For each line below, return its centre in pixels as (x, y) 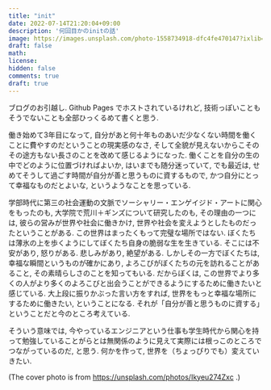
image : (19, 38)
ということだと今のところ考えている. (69, 313)
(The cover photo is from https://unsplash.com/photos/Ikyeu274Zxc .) (124, 377)
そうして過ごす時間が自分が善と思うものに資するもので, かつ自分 (130, 175)
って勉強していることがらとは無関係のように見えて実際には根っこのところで (135, 341)
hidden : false (32, 69)
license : (23, 61)
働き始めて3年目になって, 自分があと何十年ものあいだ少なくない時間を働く (132, 135)
